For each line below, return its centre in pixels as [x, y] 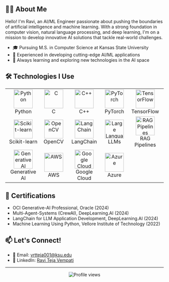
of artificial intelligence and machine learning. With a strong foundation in [81, 27]
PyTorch [115, 111]
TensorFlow [145, 111]
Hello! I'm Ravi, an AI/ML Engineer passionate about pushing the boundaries [84, 21]
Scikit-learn [23, 141]
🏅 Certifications [30, 196]
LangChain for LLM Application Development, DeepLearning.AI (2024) [85, 219]
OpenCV [54, 141]
